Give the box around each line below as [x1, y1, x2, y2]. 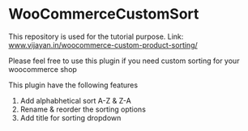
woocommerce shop [8, 64, 77, 74]
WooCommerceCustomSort [8, 5, 199, 23]
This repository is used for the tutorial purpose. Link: [8, 32, 184, 41]
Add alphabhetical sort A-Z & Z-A [19, 95, 131, 105]
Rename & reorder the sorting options [19, 104, 146, 114]
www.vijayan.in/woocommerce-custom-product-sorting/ [8, 40, 199, 49]
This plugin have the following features [8, 80, 139, 90]
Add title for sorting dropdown [19, 112, 122, 122]
